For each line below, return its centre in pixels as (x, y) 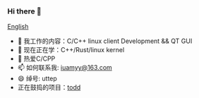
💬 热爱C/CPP (36, 59)
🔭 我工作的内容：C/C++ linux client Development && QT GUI (105, 41)
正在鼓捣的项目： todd (49, 87)
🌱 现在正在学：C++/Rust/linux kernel (71, 50)
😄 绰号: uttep (37, 79)
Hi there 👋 (25, 11)
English (18, 27)
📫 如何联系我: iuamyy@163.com (65, 68)
